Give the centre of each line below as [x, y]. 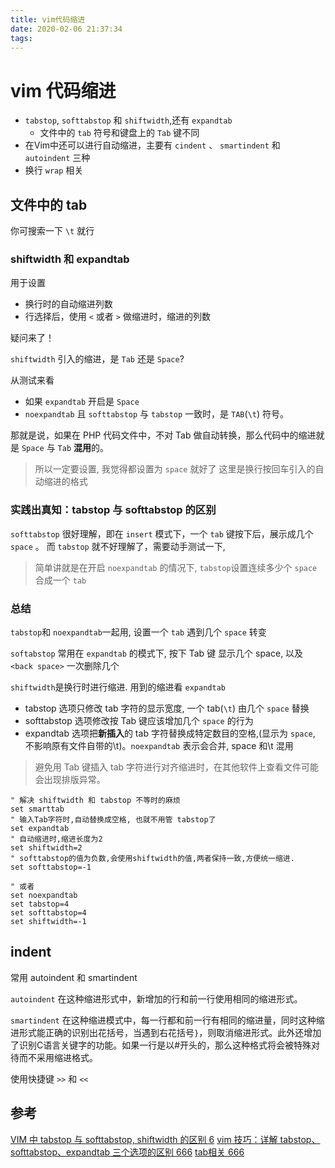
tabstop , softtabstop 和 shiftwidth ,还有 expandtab [128, 120]
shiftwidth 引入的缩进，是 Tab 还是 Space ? [97, 359]
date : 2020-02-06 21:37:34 [66, 29]
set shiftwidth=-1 [48, 922]
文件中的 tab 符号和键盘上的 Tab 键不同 [119, 133]
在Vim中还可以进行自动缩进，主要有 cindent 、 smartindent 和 [152, 145]
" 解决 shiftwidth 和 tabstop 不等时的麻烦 [95, 801]
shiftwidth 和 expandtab [70, 259]
